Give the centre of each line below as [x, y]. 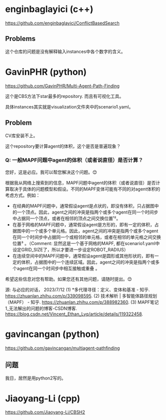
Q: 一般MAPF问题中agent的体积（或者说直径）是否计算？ [74, 160]
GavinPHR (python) [46, 72]
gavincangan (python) [52, 334]
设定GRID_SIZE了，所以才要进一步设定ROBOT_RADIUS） [70, 249]
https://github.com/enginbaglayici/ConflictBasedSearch [62, 23]
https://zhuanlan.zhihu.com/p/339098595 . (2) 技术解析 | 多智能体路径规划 [81, 295]
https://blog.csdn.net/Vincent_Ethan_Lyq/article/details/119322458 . [74, 314]
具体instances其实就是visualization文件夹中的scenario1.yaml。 [69, 106]
